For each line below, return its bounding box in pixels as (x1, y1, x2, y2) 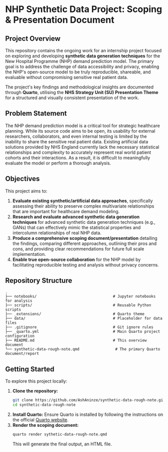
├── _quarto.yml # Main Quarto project (5, 329, 160, 334)
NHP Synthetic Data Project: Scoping (5, 4, 162, 15)
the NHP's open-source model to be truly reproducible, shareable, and (5, 69, 151, 75)
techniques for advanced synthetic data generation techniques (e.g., (12, 219, 155, 225)
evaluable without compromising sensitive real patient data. (5, 74, 128, 80)
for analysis (5, 298, 33, 304)
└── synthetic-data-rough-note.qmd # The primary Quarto (5, 347, 160, 352)
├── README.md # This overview (5, 338, 147, 343)
